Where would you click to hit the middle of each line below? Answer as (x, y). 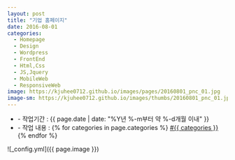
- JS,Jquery (31, 72)
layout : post (26, 14)
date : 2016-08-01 (33, 27)
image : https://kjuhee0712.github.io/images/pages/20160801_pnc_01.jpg (114, 92)
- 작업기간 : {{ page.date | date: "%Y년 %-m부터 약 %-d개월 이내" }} (113, 119)
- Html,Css (29, 66)
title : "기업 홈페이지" (37, 20)
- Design (26, 46)
